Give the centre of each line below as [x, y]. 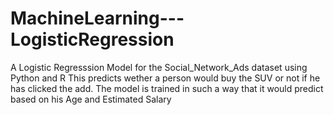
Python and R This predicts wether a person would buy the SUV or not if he [165, 78]
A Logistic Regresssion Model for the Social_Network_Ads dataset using [159, 67]
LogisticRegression [92, 39]
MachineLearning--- [97, 18]
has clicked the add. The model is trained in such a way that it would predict [167, 88]
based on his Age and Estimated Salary [91, 99]
